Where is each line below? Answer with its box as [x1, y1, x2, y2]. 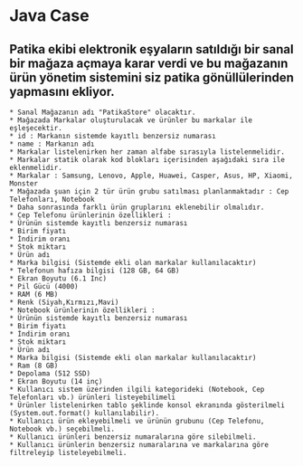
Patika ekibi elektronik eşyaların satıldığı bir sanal [9, 42, 294, 57]
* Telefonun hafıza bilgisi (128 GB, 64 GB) [9, 266, 180, 275]
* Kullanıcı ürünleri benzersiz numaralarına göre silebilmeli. [9, 433, 257, 442]
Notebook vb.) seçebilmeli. [9, 424, 116, 433]
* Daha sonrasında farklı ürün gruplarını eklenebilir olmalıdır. [9, 203, 265, 212]
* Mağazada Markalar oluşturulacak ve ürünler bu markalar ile [9, 116, 253, 125]
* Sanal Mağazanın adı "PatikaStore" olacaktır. [9, 108, 196, 117]
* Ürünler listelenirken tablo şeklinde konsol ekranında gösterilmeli [9, 401, 285, 410]
